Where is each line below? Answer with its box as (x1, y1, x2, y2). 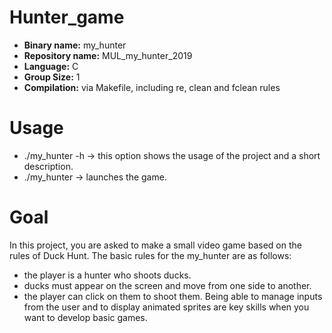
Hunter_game (9, 6, 125, 29)
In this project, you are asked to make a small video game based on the (9, 239, 302, 251)
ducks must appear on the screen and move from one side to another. (23, 279, 312, 291)
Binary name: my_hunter (23, 39, 127, 51)
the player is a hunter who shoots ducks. (23, 269, 192, 281)
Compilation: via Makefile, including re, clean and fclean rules (23, 81, 281, 93)
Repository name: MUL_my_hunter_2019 (23, 49, 193, 61)
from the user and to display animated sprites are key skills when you (23, 301, 310, 313)
